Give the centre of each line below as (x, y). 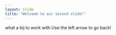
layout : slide (19, 9)
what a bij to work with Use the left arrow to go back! (58, 27)
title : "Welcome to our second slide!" (46, 14)
